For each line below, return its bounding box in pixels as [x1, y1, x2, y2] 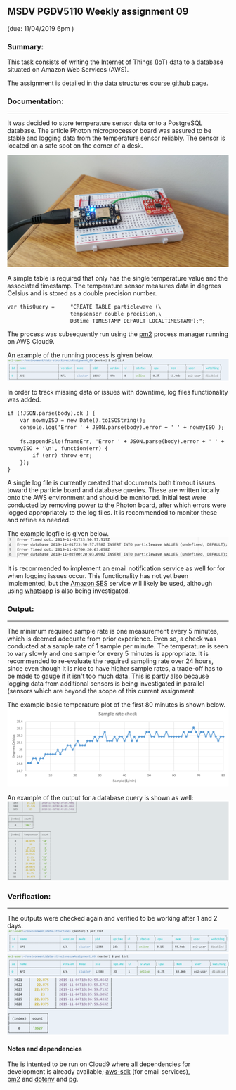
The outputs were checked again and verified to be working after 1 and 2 [7, 913, 218, 922]
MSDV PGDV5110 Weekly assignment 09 [7, 6, 189, 18]
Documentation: [7, 96, 65, 106]
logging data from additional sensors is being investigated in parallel [7, 679, 205, 688]
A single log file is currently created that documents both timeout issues [7, 478, 216, 487]
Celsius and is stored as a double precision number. [7, 289, 157, 297]
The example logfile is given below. [7, 530, 109, 538]
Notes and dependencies [7, 1044, 82, 1053]
